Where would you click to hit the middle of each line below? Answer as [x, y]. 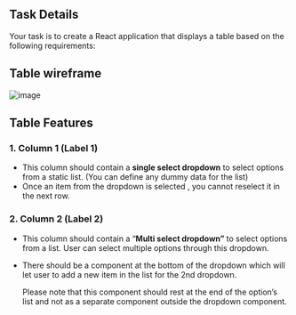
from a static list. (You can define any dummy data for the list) [135, 177]
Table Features [51, 123]
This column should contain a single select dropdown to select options [153, 167]
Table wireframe [56, 73]
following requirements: [52, 45]
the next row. [46, 196]
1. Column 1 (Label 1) [54, 148]
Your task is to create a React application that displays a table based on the [147, 36]
